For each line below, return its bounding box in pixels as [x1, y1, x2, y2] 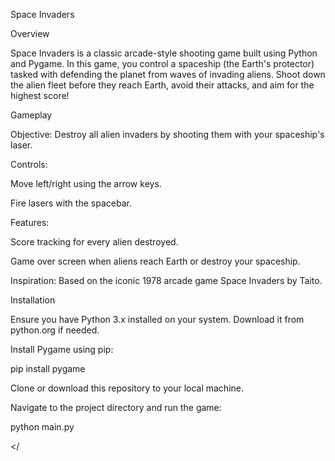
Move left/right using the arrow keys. [10, 178, 162, 189]
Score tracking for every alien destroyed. [10, 236, 179, 248]
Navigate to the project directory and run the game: [10, 402, 222, 413]
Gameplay [10, 109, 53, 121]
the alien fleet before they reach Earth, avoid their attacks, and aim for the [10, 79, 315, 91]
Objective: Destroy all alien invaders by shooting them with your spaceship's [10, 129, 325, 140]
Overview [10, 28, 50, 39]
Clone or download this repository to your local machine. [10, 382, 244, 394]
